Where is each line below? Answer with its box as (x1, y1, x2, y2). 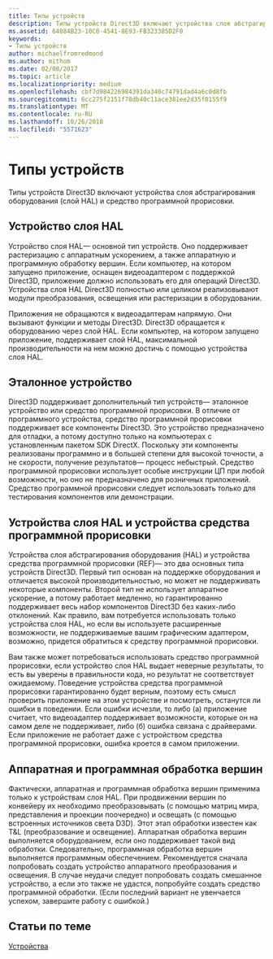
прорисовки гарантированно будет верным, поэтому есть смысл (8, 687, 236, 696)
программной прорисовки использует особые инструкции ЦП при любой (8, 466, 266, 476)
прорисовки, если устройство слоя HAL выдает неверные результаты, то (8, 660, 264, 671)
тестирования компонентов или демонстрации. (8, 492, 175, 502)
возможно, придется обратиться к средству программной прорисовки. (8, 636, 259, 647)
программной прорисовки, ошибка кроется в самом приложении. (8, 739, 240, 748)
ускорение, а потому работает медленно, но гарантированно (8, 593, 223, 603)
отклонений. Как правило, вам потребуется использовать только (8, 611, 236, 621)
